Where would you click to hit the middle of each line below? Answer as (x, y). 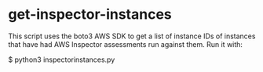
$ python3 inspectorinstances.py (62, 59)
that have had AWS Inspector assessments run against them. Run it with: (126, 44)
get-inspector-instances (90, 14)
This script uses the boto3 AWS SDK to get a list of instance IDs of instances (132, 36)
